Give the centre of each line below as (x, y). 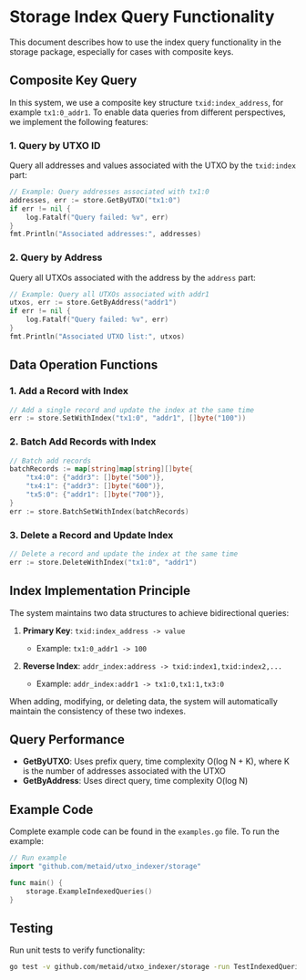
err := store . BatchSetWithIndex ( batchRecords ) (99, 511)
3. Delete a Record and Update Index (92, 535)
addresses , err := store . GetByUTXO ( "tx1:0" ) (95, 200)
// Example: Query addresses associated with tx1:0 (109, 192)
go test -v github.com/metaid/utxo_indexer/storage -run (120, 967)
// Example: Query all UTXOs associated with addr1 (109, 294)
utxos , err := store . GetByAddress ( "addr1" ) (93, 303)
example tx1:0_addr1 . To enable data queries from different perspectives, (148, 112)
